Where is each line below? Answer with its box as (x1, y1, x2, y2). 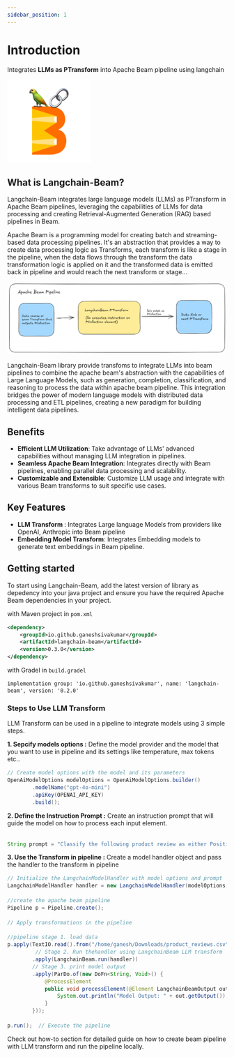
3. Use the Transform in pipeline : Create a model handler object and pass (7, 853, 221, 862)
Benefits (7, 426, 45, 437)
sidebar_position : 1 (7, 11, 68, 18)
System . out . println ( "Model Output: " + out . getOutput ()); (56, 993, 229, 1000)
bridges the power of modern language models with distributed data (7, 391, 203, 399)
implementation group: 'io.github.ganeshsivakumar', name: (7, 680, 182, 687)
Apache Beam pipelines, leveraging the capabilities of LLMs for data (7, 202, 203, 211)
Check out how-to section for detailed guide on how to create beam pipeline (7, 1035, 226, 1043)
